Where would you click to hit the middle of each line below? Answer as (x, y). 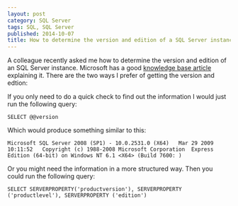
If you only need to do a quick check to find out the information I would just (117, 97)
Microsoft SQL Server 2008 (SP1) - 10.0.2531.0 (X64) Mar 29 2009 (110, 143)
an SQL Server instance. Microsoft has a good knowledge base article (109, 68)
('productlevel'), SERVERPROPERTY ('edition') (77, 195)
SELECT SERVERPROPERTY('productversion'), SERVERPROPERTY (95, 189)
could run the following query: (51, 176)
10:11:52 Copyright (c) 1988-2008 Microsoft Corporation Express (110, 149)
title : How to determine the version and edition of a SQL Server (107, 40)
